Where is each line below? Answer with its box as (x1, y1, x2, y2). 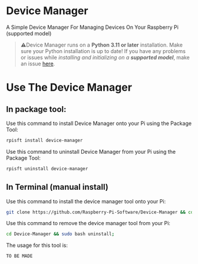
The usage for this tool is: (6, 242, 68, 249)
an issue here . (20, 60, 55, 67)
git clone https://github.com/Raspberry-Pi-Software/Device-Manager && (6, 209, 186, 215)
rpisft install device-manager (6, 137, 83, 143)
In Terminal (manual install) (6, 182, 109, 192)
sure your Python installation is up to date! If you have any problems (20, 47, 186, 54)
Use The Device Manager (6, 81, 133, 94)
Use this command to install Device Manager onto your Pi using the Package (6, 120, 192, 127)
